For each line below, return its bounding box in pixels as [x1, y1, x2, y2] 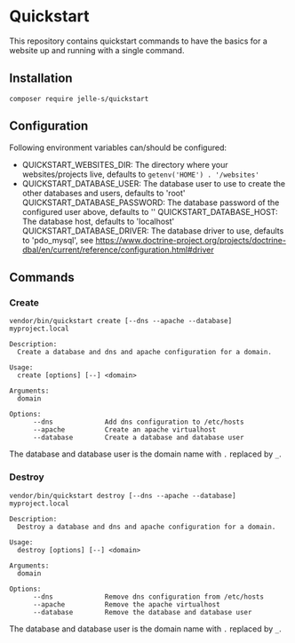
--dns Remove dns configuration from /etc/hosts [32, 592, 265, 601]
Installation [9, 71, 73, 86]
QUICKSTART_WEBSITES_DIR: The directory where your [21, 159, 228, 170]
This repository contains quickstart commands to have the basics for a [9, 36, 268, 46]
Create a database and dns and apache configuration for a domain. [17, 348, 273, 357]
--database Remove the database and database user [32, 607, 252, 616]
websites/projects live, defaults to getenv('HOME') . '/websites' [21, 169, 259, 179]
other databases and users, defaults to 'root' [21, 187, 186, 198]
